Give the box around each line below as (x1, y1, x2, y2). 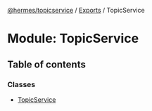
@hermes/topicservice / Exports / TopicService (7, 6, 146, 14)
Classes (7, 79, 36, 89)
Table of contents (7, 58, 86, 70)
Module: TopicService (7, 31, 139, 46)
